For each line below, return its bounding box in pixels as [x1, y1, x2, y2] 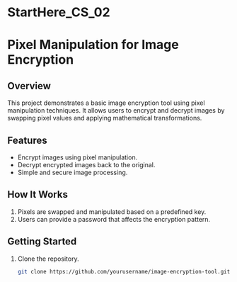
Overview [7, 79, 52, 92]
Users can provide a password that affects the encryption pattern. [17, 215, 211, 223]
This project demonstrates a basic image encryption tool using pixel [7, 98, 205, 107]
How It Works [7, 188, 69, 201]
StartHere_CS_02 [7, 4, 111, 21]
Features [7, 134, 47, 146]
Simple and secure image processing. [17, 168, 128, 176]
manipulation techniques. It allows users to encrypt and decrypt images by [7, 106, 225, 115]
